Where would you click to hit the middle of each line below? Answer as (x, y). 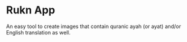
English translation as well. (38, 32)
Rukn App (31, 10)
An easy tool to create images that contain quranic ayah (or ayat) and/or (93, 26)
